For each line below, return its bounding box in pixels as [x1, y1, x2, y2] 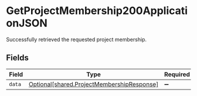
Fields [6, 53, 29, 63]
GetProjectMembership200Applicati [6, 4, 188, 18]
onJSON [6, 16, 48, 30]
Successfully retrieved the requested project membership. [6, 36, 147, 43]
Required [164, 70, 191, 78]
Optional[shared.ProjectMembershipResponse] [28, 80, 159, 88]
